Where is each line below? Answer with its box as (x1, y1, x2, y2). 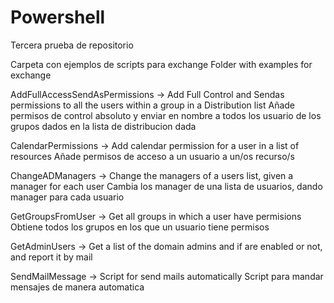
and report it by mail (10, 251, 93, 263)
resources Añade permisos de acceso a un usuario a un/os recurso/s (10, 150, 295, 162)
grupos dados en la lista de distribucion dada (10, 120, 197, 132)
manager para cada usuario (10, 191, 125, 203)
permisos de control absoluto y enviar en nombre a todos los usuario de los (10, 109, 322, 121)
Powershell (10, 6, 106, 29)
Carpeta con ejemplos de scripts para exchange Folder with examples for (10, 58, 313, 70)
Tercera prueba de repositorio (10, 39, 134, 51)
